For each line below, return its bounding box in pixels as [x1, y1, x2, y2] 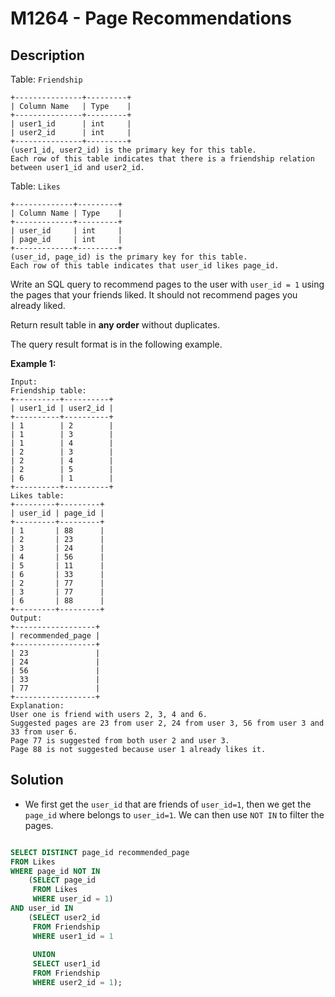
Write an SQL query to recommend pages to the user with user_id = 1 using [10, 278, 325, 290]
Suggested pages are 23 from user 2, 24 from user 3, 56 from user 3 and [10, 718, 325, 728]
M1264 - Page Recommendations [10, 7, 292, 30]
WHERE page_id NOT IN [10, 866, 101, 876]
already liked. [10, 300, 66, 311]
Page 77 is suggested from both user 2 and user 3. [10, 736, 230, 746]
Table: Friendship [10, 73, 83, 85]
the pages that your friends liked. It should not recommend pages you [10, 289, 298, 301]
